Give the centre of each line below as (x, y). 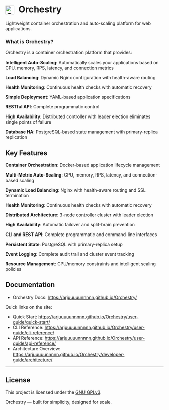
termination (17, 196)
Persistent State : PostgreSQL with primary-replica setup (64, 244)
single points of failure (28, 122)
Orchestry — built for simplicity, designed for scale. (59, 402)
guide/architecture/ (32, 360)
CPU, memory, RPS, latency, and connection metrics (60, 68)
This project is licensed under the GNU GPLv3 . (53, 392)
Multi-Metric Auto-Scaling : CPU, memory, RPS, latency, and (68, 175)
